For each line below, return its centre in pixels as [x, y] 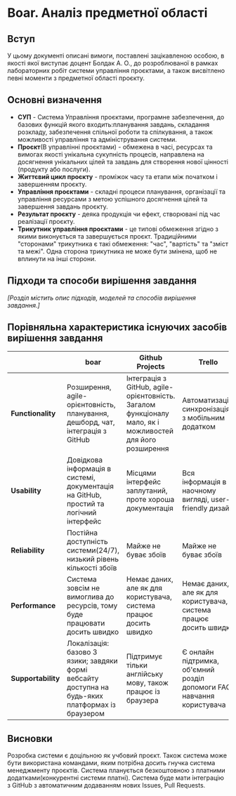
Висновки [30, 738]
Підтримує [144, 656]
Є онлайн [198, 652]
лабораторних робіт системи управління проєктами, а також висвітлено [116, 71]
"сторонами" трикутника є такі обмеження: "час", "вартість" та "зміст [123, 244]
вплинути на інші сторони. [57, 258]
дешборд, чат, [91, 423]
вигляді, [196, 500]
